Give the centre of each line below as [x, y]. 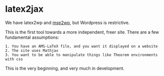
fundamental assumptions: [32, 37]
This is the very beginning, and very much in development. [65, 68]
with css [14, 59]
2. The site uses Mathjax [32, 51]
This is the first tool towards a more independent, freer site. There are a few [82, 32]
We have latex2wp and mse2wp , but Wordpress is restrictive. [67, 23]
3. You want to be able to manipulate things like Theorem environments [82, 55]
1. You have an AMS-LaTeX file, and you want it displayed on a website [82, 46]
